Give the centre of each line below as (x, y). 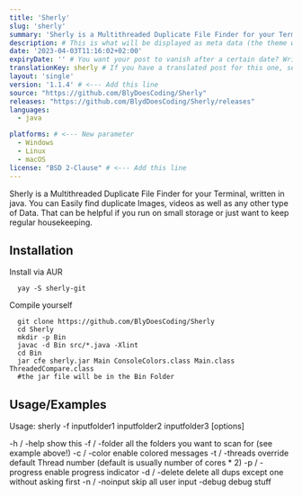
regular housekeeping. (51, 222)
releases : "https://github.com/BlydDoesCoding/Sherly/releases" (132, 101)
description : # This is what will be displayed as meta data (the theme (148, 43)
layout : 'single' (42, 77)
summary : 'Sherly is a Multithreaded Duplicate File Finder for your (142, 34)
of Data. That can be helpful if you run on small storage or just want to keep (149, 212)
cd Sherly (36, 329)
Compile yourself (41, 305)
